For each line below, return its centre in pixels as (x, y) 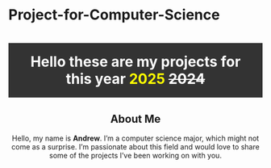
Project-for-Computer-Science (114, 15)
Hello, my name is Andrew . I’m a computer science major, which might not (135, 138)
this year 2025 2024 (135, 79)
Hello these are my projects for (135, 62)
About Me (135, 119)
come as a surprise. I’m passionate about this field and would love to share (135, 147)
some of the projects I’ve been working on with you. (135, 156)
